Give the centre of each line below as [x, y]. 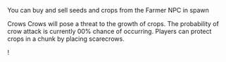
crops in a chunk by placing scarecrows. [66, 39]
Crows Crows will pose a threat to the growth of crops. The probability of [113, 24]
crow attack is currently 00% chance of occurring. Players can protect [109, 31]
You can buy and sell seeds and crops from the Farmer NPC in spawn [108, 10]
